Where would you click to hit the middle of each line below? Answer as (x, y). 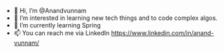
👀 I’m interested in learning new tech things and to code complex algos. (115, 18)
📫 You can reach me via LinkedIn (62, 33)
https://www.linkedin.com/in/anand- (162, 33)
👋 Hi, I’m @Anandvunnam (50, 11)
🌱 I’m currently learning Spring (57, 25)
